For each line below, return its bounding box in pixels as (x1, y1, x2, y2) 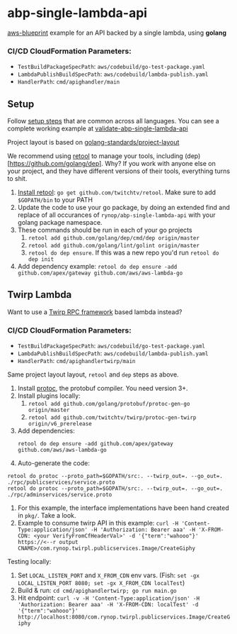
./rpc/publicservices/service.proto (7, 479, 115, 486)
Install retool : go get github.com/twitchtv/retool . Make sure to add (17, 188, 216, 196)
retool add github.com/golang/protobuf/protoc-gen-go (28, 401, 190, 408)
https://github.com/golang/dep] (9, 160, 102, 168)
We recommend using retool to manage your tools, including (7, 152, 184, 160)
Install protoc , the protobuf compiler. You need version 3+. (17, 384, 189, 393)
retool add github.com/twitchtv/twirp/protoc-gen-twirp (28, 414, 197, 421)
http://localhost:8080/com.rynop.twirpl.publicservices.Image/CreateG (17, 613, 231, 621)
